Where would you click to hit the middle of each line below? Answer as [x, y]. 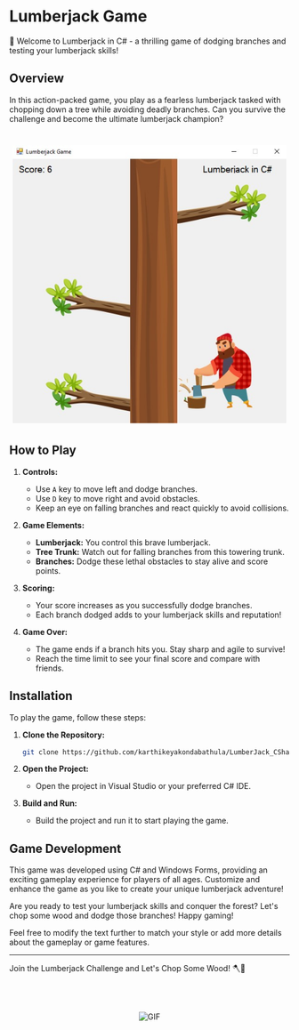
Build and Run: [49, 803]
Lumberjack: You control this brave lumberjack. [123, 542]
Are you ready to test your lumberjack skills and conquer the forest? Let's [144, 906]
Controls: [40, 471]
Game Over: [45, 632]
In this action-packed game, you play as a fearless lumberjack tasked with [145, 100]
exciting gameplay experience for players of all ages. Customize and [135, 880]
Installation [41, 696]
